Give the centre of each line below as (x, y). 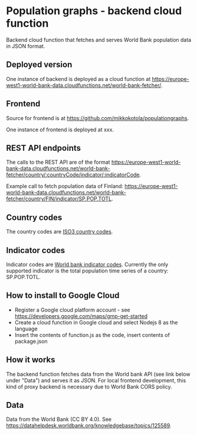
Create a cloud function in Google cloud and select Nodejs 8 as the (96, 322)
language (26, 329)
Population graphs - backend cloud (94, 11)
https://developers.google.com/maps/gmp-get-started (81, 316)
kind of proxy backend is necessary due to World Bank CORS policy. (89, 387)
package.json (31, 341)
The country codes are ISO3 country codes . (60, 232)
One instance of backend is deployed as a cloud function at (78, 79)
